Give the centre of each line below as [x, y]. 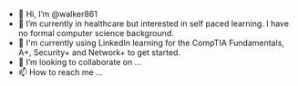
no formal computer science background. [96, 33]
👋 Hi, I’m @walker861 [58, 14]
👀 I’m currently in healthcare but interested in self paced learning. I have [154, 24]
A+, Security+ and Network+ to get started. [99, 53]
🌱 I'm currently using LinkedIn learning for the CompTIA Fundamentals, [151, 43]
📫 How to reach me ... [60, 72]
